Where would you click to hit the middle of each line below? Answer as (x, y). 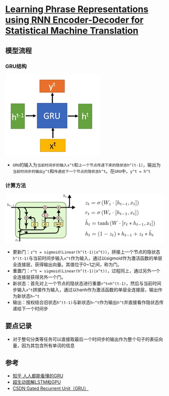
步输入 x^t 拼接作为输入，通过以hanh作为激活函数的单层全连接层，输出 (85, 290)
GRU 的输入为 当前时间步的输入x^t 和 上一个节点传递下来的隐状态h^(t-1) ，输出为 (87, 164)
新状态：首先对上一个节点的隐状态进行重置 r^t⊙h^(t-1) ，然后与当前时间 (87, 283)
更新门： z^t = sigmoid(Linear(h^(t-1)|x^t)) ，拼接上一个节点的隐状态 (86, 252)
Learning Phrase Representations (77, 9)
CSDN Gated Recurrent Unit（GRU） (51, 388)
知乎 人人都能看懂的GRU (38, 376)
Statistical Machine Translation (72, 31)
